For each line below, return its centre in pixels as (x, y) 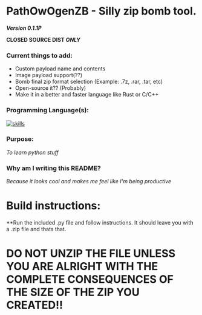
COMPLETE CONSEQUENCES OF (90, 279)
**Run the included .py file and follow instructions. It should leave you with (100, 223)
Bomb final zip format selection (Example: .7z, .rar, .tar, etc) (89, 82)
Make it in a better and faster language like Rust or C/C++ (87, 95)
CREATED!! (35, 305)
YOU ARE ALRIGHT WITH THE (82, 267)
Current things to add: (39, 55)
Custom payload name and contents (60, 69)
